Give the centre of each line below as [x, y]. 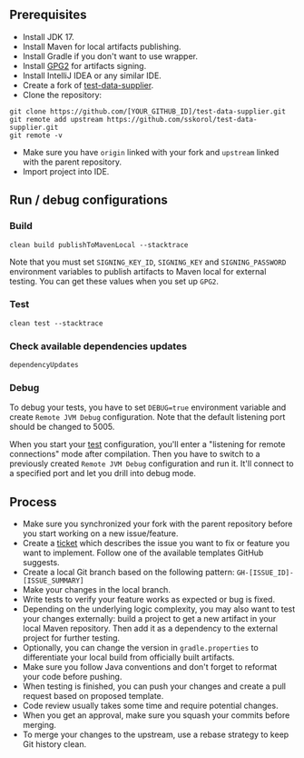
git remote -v [36, 135]
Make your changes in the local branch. [96, 590]
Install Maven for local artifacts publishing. [102, 46]
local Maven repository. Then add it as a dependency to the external [150, 628]
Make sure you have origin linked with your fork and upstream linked [151, 152]
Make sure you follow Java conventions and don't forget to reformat [150, 667]
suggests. [41, 563]
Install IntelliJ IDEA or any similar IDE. [92, 75]
